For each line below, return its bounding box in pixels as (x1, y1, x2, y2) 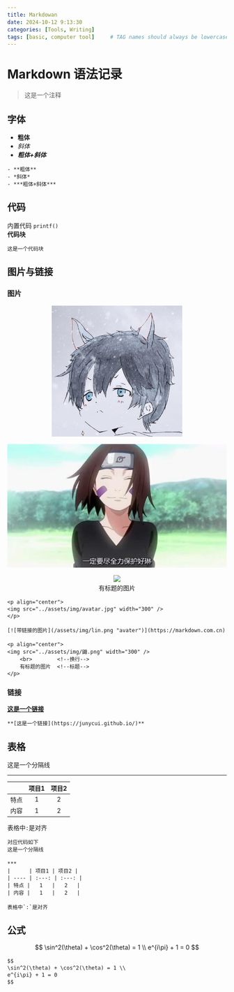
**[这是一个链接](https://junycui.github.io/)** (7, 720, 145, 727)
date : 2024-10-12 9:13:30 (7, 18, 82, 26)
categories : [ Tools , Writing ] (7, 26, 95, 33)
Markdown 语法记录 (7, 66, 123, 82)
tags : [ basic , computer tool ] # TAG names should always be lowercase (7, 34, 229, 41)
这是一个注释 (24, 91, 61, 99)
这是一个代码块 (7, 245, 44, 252)
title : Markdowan (7, 11, 58, 18)
